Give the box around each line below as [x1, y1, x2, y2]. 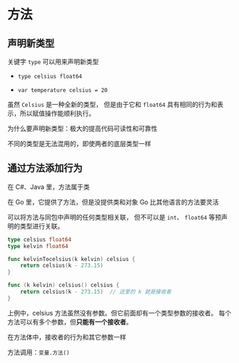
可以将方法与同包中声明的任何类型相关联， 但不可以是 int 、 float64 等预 [7, 213, 222, 221]
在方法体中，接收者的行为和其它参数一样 [7, 332, 126, 341]
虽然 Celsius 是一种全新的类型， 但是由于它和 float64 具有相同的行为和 [7, 101, 218, 108]
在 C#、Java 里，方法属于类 [7, 183, 91, 191]
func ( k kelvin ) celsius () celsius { [7, 282, 120, 289]
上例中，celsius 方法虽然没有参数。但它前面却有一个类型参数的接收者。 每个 [7, 308, 232, 317]
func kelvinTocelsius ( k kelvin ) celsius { [7, 255, 136, 262]
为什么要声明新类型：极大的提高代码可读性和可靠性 [7, 124, 158, 133]
